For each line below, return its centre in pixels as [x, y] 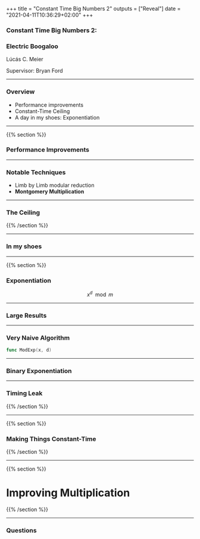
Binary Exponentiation [39, 371]
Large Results [26, 315]
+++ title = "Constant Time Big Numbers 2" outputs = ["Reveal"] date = [93, 9]
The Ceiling [23, 212]
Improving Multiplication [68, 493]
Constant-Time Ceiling [42, 111]
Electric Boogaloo [32, 46]
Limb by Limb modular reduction [54, 185]
